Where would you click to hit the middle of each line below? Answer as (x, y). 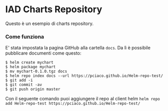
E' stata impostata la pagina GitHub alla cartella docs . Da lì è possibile (78, 48)
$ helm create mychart (29, 63)
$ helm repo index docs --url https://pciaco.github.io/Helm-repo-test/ (84, 76)
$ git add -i (19, 80)
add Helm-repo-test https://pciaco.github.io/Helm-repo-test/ (73, 104)
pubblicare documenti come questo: (43, 53)
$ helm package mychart (31, 67)
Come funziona (25, 37)
